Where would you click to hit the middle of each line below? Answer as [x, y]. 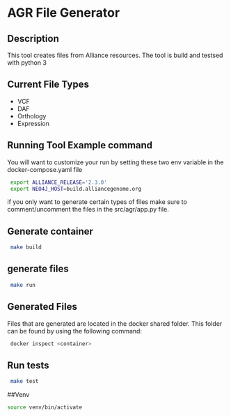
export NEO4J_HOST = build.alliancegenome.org [75, 189]
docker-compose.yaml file [45, 169]
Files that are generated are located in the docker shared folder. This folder [115, 323]
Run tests [28, 365]
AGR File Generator [64, 13]
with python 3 [27, 63]
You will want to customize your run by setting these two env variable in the [115, 162]
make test [24, 381]
